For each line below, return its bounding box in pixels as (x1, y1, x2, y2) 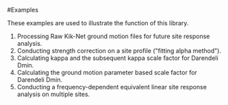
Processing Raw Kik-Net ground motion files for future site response (16, 32, 210, 40)
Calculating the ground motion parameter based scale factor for (16, 68, 197, 76)
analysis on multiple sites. (16, 90, 90, 98)
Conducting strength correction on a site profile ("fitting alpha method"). (16, 47, 221, 55)
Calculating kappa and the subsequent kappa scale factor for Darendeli (16, 54, 219, 62)
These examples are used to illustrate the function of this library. (7, 19, 189, 27)
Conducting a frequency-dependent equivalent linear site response (16, 83, 207, 91)
